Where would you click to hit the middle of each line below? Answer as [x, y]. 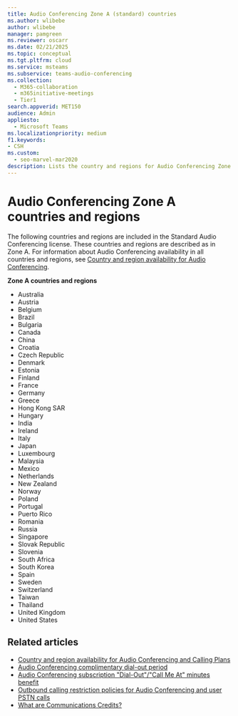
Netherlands [36, 476]
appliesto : [24, 120]
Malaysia [31, 461]
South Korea [36, 566]
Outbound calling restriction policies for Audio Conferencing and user [120, 690]
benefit [28, 682]
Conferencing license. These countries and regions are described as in [112, 244]
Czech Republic [41, 355]
